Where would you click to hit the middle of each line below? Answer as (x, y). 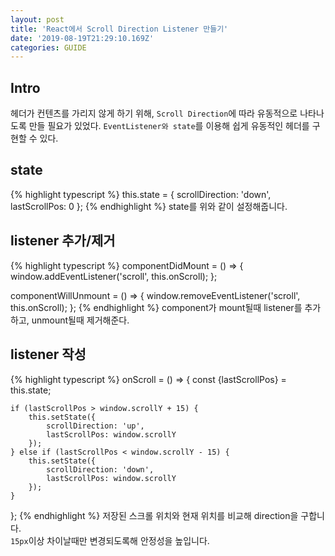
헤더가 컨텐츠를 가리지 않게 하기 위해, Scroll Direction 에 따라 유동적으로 (154, 113)
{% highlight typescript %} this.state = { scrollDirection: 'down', (141, 194)
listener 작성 (48, 354)
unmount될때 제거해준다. (80, 320)
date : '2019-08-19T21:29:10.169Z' (82, 38)
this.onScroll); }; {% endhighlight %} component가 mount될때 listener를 (156, 307)
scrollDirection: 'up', (95, 426)
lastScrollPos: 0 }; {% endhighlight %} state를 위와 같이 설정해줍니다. (149, 206)
